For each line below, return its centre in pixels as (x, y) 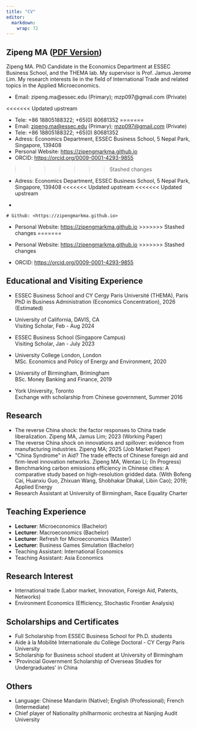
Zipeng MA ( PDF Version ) (54, 52)
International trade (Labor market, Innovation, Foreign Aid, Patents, (96, 591)
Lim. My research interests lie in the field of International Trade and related (97, 79)
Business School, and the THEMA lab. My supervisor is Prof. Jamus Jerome (99, 73)
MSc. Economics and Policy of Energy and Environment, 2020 (90, 361)
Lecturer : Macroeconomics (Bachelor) (62, 533)
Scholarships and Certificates (63, 622)
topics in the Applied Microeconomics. (53, 85)
